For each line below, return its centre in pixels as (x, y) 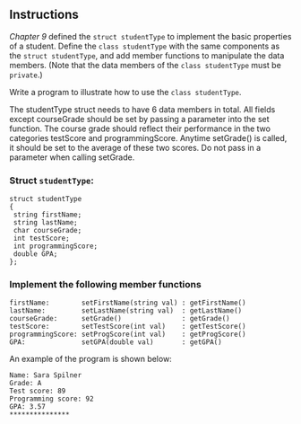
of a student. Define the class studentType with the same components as (145, 46)
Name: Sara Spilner (46, 375)
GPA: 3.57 (28, 407)
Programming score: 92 (52, 399)
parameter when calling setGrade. (72, 157)
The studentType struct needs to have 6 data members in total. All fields (142, 109)
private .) (26, 75)
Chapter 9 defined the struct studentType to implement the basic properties (150, 36)
